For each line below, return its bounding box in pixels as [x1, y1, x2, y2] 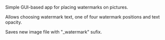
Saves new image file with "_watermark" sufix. [5, 29, 102, 34]
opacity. [5, 19, 22, 25]
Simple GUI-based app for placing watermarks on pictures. [5, 4, 128, 10]
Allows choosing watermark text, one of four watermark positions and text [5, 14, 160, 19]
